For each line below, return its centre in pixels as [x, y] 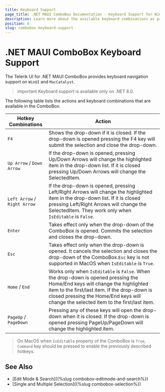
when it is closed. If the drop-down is [106, 317]
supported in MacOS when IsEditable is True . [101, 263]
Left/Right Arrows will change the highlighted [100, 192]
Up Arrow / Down [25, 163]
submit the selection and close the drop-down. [103, 145]
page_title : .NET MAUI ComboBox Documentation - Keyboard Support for [79, 14]
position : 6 [17, 23]
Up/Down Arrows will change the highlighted [100, 159]
